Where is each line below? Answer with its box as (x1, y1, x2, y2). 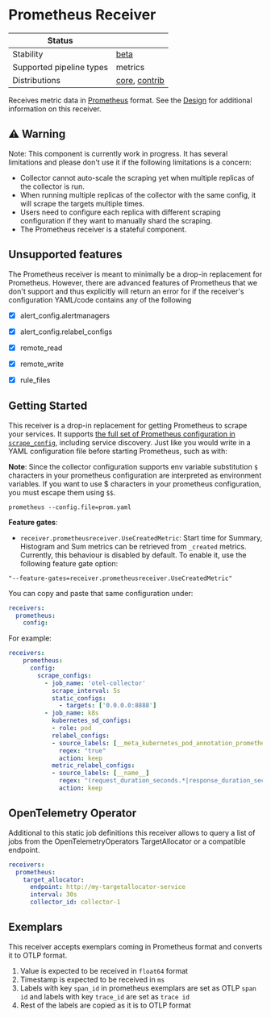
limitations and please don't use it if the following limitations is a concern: (8, 157, 252, 167)
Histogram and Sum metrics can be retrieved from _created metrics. (19, 541, 247, 551)
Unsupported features (8, 248, 123, 261)
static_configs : (51, 694, 106, 703)
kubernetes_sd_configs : (51, 716, 131, 725)
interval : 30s (29, 891, 78, 899)
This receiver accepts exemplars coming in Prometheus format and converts (8, 941, 263, 951)
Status (47, 35, 73, 46)
